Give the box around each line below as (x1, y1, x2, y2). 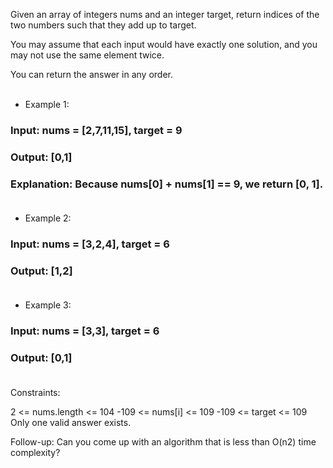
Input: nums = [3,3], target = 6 (10, 324, 160, 338)
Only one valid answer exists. (10, 416, 132, 428)
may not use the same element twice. (10, 49, 165, 61)
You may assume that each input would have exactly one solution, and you (10, 39, 318, 50)
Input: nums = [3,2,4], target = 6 (10, 237, 170, 251)
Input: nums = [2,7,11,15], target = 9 (10, 123, 183, 137)
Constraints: (10, 386, 61, 398)
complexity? (10, 446, 61, 458)
